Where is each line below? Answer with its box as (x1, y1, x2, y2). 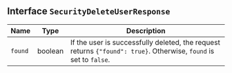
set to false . (70, 54, 110, 64)
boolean (37, 46, 64, 56)
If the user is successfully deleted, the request (70, 37, 221, 47)
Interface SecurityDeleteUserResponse (7, 6, 171, 17)
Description (126, 25, 166, 35)
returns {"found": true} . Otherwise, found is (70, 46, 215, 56)
